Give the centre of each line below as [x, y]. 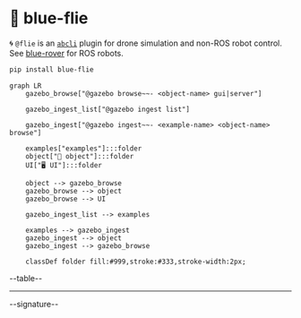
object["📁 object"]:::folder [80, 156]
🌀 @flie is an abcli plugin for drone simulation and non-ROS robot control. [146, 43]
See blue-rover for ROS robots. [66, 53]
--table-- [26, 278]
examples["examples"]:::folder [84, 148]
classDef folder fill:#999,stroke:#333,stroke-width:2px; [136, 262]
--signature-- [34, 304]
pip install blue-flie [52, 69]
